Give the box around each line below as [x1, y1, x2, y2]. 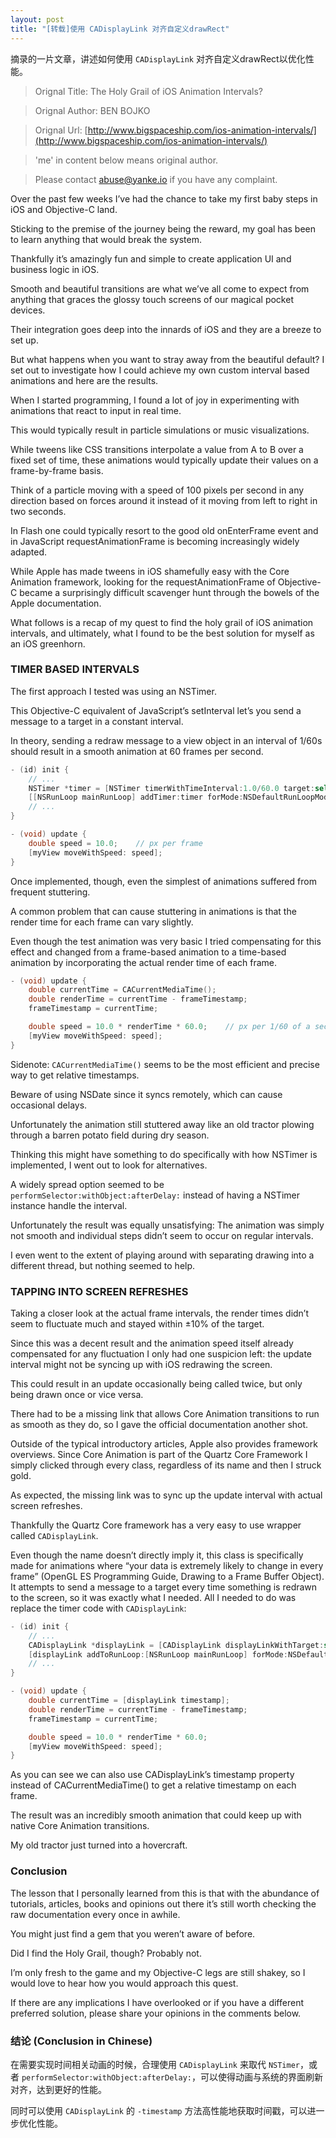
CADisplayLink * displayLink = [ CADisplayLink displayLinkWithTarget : [28, 1640, 325, 1650]
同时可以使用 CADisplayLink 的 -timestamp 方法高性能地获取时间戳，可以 [10, 2104, 308, 2116]
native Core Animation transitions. [10, 1820, 150, 1832]
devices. [10, 304, 46, 316]
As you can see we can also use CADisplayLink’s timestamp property [10, 1769, 295, 1781]
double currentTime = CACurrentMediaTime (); [28, 985, 217, 995]
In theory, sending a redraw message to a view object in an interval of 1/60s [10, 734, 323, 746]
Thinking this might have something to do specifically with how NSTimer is [10, 1148, 318, 1160]
